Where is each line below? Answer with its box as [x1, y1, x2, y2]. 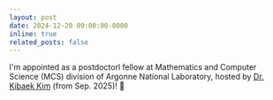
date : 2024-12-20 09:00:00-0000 [9, 21, 128, 30]
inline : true [9, 29, 57, 38]
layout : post [9, 12, 57, 22]
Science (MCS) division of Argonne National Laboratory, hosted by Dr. [9, 72, 264, 82]
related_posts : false [9, 37, 89, 47]
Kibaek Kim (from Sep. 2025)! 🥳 [9, 81, 125, 91]
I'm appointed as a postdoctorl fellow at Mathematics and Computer [9, 62, 257, 73]
